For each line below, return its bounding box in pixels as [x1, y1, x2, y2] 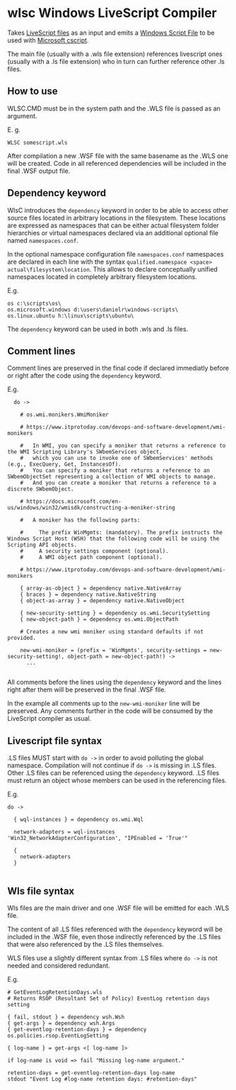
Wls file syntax [7, 884, 75, 897]
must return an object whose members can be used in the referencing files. [7, 776, 228, 785]
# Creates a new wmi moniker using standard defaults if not [20, 629, 203, 636]
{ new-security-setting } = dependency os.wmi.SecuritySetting [20, 609, 211, 617]
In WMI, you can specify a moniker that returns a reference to [33, 442, 226, 449]
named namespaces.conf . [7, 236, 79, 245]
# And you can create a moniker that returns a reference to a [20, 480, 217, 487]
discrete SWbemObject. [7, 485, 74, 493]
